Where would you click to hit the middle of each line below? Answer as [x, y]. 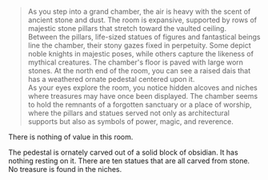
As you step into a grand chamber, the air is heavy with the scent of [139, 12]
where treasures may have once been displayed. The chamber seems [143, 96]
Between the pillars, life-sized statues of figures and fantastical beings [144, 37]
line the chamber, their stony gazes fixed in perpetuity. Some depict [140, 45]
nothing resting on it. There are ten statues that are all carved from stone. [129, 161]
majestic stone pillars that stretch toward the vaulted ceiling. [127, 28]
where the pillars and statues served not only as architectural [129, 113]
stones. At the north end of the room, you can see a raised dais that [139, 70]
